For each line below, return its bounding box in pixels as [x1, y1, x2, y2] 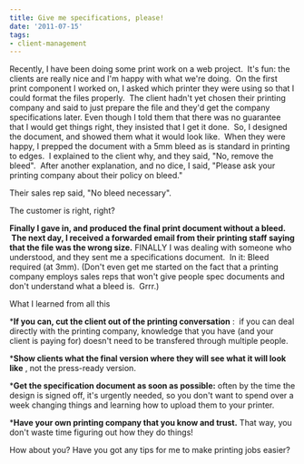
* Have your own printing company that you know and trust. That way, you [9, 418, 292, 429]
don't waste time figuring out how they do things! [9, 427, 193, 438]
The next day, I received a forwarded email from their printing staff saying [11, 233, 295, 244]
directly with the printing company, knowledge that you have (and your [9, 326, 274, 337]
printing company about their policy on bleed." [9, 170, 183, 181]
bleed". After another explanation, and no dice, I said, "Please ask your [9, 160, 276, 171]
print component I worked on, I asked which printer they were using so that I [9, 83, 295, 94]
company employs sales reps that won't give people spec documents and [9, 271, 286, 282]
